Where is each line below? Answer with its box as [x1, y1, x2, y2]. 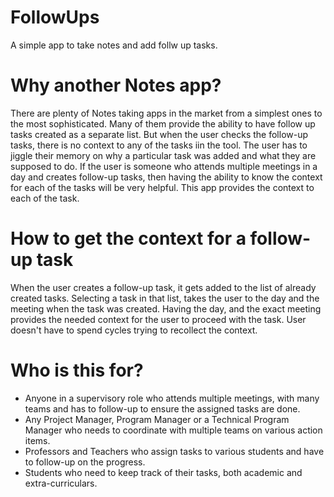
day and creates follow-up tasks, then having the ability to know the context [10, 171, 323, 183]
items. [24, 434, 51, 446]
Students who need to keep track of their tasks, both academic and [24, 466, 303, 478]
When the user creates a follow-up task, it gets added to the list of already [10, 281, 317, 293]
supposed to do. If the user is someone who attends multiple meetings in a [10, 160, 318, 172]
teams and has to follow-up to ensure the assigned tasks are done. [24, 402, 301, 415]
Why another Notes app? [10, 74, 222, 97]
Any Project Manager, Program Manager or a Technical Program [24, 413, 290, 425]
